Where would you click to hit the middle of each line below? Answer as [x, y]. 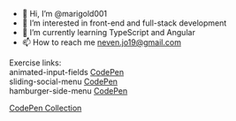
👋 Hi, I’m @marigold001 [65, 14]
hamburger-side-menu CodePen [69, 91]
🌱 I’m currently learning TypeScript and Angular [109, 32]
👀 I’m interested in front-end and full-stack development [124, 23]
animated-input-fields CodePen [67, 72]
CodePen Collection [46, 108]
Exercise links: [35, 63]
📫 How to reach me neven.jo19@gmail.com [101, 42]
